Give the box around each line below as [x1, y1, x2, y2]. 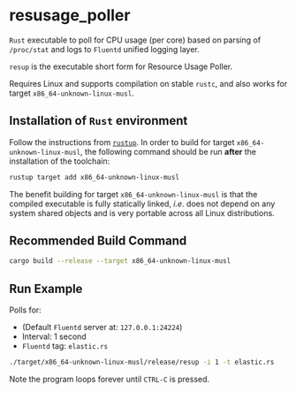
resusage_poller [9, 5, 131, 26]
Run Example [9, 281, 83, 297]
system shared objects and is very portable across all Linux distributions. [9, 207, 276, 218]
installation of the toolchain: [9, 156, 110, 166]
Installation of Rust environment [9, 113, 188, 128]
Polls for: [9, 304, 42, 315]
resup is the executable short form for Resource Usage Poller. [9, 61, 233, 72]
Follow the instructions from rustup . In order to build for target [9, 136, 235, 147]
